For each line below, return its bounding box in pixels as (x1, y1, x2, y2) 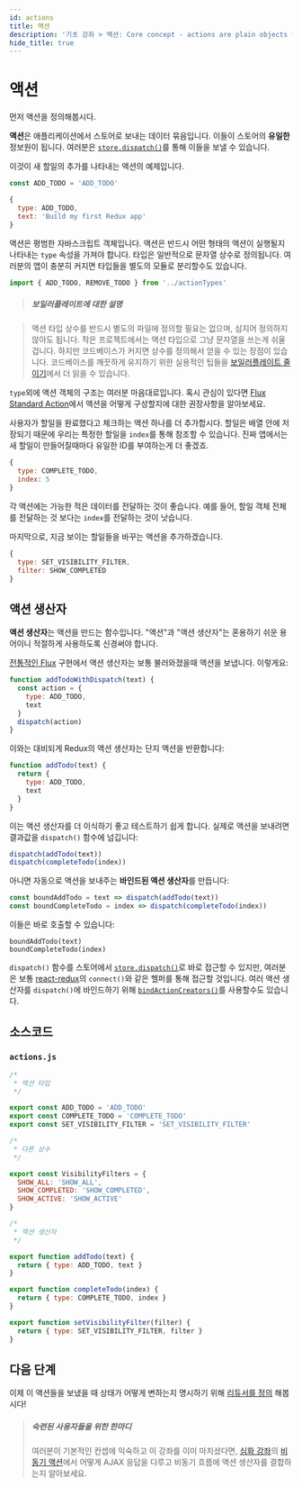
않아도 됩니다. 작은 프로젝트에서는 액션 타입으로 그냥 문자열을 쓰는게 (31, 334, 270, 345)
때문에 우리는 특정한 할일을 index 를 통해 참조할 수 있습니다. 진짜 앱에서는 (32, 429, 289, 440)
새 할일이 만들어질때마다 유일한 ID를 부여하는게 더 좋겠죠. (9, 440, 209, 451)
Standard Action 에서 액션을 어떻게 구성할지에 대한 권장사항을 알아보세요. (9, 398, 266, 410)
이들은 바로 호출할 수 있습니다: (9, 920, 115, 930)
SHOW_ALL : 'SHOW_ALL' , (17, 1177, 102, 1187)
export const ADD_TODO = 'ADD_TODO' (9, 1103, 147, 1112)
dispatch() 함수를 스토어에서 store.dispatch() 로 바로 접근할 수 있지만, (9, 962, 262, 973)
